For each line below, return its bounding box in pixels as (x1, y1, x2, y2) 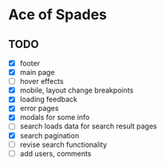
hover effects (19, 77, 64, 86)
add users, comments (19, 148, 92, 158)
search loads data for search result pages (19, 121, 158, 131)
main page (19, 68, 55, 77)
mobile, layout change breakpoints (19, 85, 134, 95)
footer (19, 58, 41, 68)
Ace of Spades (8, 6, 108, 24)
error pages (19, 104, 59, 113)
